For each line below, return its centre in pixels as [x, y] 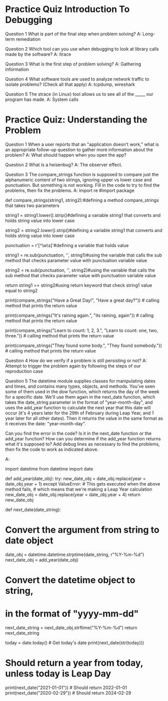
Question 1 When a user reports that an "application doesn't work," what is [82, 144]
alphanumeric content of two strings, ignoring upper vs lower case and [78, 180]
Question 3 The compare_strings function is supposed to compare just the [82, 174]
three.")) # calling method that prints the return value [60, 335]
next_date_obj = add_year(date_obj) [42, 560]
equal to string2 [22, 290]
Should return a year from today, [74, 663]
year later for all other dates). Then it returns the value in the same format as [84, 418]
